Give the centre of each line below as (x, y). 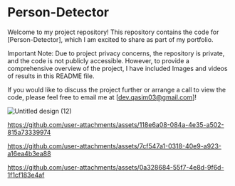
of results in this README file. (51, 76)
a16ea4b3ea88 (29, 153)
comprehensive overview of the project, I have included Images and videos (117, 68)
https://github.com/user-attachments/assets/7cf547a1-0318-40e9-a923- (115, 146)
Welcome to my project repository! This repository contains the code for (113, 32)
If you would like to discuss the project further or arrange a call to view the (117, 89)
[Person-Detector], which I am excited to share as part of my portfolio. (110, 39)
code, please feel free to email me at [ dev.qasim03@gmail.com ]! (102, 97)
